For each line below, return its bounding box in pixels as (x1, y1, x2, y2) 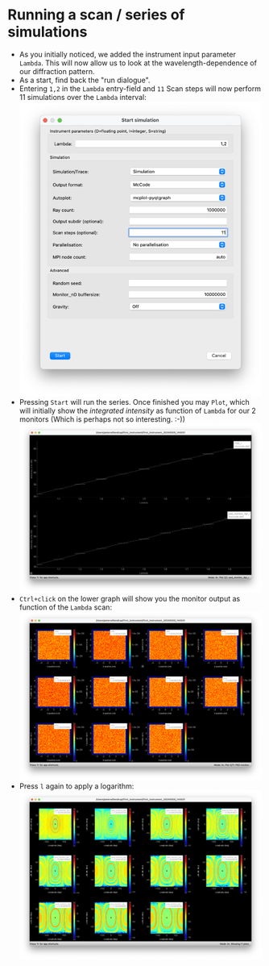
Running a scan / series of (7, 6, 185, 24)
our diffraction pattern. (19, 66, 95, 76)
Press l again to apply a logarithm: (19, 781, 134, 791)
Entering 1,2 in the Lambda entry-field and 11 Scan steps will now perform (19, 83, 261, 94)
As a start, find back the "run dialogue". (19, 75, 151, 85)
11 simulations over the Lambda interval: (19, 92, 147, 102)
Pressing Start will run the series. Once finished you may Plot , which (19, 398, 250, 407)
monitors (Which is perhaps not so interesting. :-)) (19, 414, 186, 424)
